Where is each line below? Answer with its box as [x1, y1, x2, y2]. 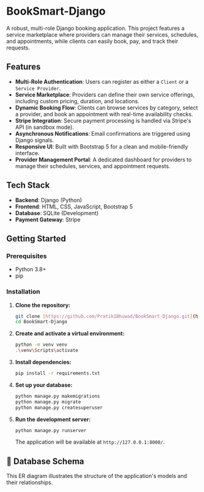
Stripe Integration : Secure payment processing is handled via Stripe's [15, 117, 192, 124]
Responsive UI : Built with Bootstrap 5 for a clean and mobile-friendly [15, 142, 189, 150]
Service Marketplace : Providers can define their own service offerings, [15, 90, 195, 98]
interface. [15, 149, 40, 156]
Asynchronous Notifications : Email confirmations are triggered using [15, 130, 191, 137]
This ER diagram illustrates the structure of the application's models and [6, 472, 188, 480]
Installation [6, 287, 41, 296]
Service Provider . [15, 84, 61, 92]
